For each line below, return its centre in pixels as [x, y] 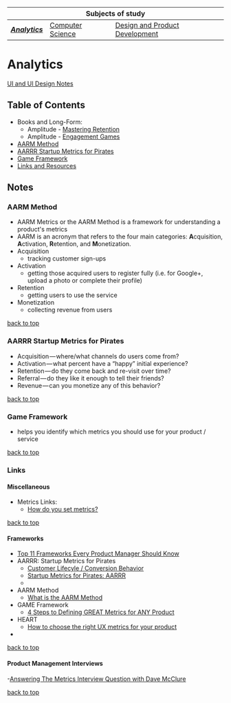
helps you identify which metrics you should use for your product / [111, 432]
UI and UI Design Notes [40, 83]
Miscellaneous [29, 487]
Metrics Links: [37, 502]
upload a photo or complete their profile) [85, 281]
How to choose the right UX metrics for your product [102, 627]
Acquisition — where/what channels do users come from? [98, 356]
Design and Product [147, 25]
